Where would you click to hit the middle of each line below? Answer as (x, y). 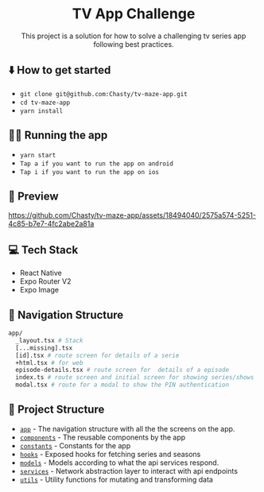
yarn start (38, 155)
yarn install (41, 111)
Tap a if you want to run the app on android (96, 164)
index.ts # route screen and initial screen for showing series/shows (135, 378)
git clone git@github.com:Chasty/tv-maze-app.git (104, 94)
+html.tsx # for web (49, 362)
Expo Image (39, 290)
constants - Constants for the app (75, 445)
